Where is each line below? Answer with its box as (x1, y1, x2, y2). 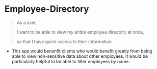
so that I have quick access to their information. (16, 38, 113, 45)
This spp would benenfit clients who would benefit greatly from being (11, 48, 153, 54)
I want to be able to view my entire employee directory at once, (16, 29, 144, 35)
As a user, (16, 20, 37, 25)
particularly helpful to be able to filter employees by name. (11, 58, 130, 64)
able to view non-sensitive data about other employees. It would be (11, 53, 148, 59)
